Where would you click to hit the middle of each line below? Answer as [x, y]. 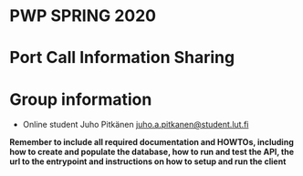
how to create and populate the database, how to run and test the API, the [152, 152]
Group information [81, 99]
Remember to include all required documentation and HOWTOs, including [151, 142]
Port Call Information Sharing [122, 58]
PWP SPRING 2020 [83, 16]
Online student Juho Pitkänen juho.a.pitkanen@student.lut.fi [136, 125]
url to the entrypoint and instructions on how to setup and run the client [148, 161]
